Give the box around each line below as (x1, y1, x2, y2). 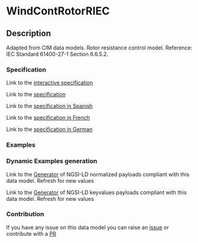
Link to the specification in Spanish (6, 102, 93, 109)
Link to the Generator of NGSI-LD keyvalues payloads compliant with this (6, 188, 187, 196)
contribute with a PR (6, 230, 56, 237)
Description (6, 28, 51, 38)
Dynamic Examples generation (6, 157, 98, 165)
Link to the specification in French (6, 114, 90, 121)
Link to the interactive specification (6, 79, 93, 87)
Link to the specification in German (6, 126, 93, 133)
